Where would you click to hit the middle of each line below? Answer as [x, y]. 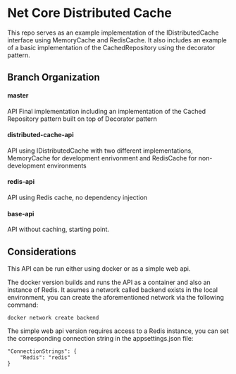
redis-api [21, 182]
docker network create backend [53, 317]
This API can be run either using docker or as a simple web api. [99, 268]
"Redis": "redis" [45, 357]
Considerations [42, 251]
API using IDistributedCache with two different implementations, [100, 151]
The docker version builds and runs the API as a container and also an [109, 282]
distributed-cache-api [41, 135]
